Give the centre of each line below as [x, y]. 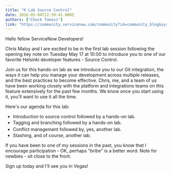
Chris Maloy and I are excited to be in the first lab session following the [80, 49]
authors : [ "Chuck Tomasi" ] [34, 19]
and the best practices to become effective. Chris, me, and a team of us [81, 80]
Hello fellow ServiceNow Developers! [45, 39]
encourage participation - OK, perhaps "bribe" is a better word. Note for [81, 151]
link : [11, 24]
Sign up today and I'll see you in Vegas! [47, 166]
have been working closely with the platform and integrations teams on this [84, 86]
